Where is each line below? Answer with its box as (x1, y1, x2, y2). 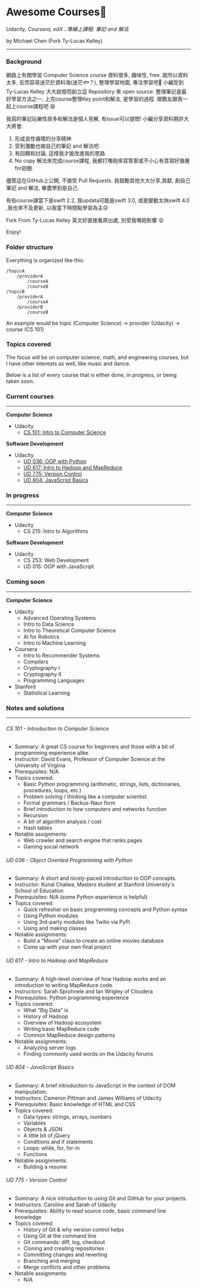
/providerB (16, 304, 43, 310)
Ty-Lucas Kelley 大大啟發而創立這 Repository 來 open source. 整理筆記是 (6, 88, 182, 95)
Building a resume (23, 1163, 67, 1170)
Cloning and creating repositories (23, 1245, 104, 1252)
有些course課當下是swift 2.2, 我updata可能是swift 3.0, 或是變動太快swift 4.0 (6, 197, 190, 204)
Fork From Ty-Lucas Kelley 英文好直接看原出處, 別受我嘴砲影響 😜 (6, 217, 164, 224)
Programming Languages (23, 676, 85, 684)
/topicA (6, 268, 25, 274)
